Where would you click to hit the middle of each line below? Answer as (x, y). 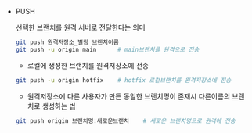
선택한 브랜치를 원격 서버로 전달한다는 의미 (81, 27)
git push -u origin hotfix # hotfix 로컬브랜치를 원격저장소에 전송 (123, 80)
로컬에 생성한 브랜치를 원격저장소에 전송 (88, 65)
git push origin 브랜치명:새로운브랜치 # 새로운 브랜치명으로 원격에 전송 (126, 120)
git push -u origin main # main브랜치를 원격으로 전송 (107, 49)
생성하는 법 (59, 106)
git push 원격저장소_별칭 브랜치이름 (67, 42)
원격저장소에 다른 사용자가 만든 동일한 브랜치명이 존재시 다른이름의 (129, 96)
